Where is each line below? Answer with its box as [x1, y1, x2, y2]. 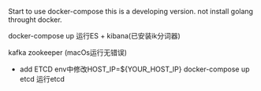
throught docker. [8, 15, 62, 24]
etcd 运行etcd [19, 75, 65, 83]
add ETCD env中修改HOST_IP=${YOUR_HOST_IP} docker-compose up [19, 64, 250, 74]
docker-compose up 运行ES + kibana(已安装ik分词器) [8, 31, 181, 40]
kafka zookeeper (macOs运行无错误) [8, 48, 128, 57]
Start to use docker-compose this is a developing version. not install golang [8, 7, 254, 16]
